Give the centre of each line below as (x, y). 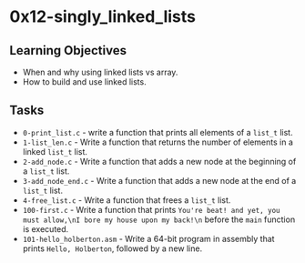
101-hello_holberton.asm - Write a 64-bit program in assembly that (148, 238)
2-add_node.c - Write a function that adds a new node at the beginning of (159, 161)
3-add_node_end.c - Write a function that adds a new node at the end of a (159, 180)
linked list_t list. (55, 151)
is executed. (46, 228)
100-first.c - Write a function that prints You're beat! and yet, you (151, 209)
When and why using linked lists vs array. (100, 72)
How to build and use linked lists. (85, 82)
